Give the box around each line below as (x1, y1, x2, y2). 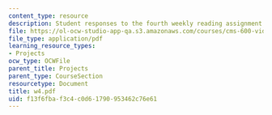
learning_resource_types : (8, 42, 96, 50)
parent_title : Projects (8, 65, 89, 73)
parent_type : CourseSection (8, 72, 104, 80)
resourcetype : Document (8, 79, 89, 87)
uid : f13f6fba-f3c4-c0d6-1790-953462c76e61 (8, 95, 158, 103)
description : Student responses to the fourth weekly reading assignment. (8, 19, 266, 28)
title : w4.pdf (8, 87, 57, 96)
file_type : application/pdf (8, 34, 104, 43)
